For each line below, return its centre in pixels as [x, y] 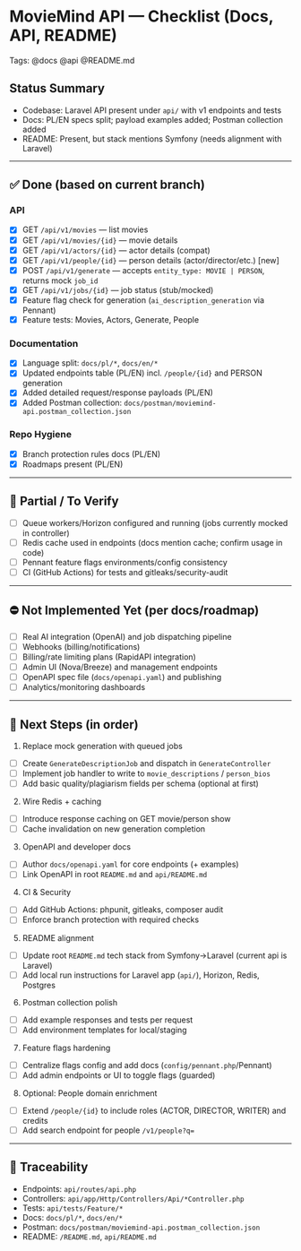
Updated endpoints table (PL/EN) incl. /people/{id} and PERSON [142, 373]
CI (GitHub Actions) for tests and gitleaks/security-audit [125, 572]
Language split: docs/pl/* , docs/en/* [90, 363]
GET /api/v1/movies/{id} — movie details [100, 240]
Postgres [39, 985]
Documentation [44, 343]
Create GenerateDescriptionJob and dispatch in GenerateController [146, 763]
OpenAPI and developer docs [77, 847]
